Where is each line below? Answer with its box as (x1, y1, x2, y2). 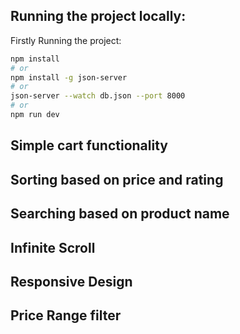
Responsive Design (10, 273, 133, 290)
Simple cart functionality (10, 137, 168, 154)
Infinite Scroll (10, 239, 96, 256)
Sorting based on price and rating (10, 171, 224, 188)
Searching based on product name (10, 205, 230, 223)
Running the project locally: (10, 8, 187, 25)
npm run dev (10, 110, 60, 120)
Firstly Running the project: (10, 34, 122, 46)
